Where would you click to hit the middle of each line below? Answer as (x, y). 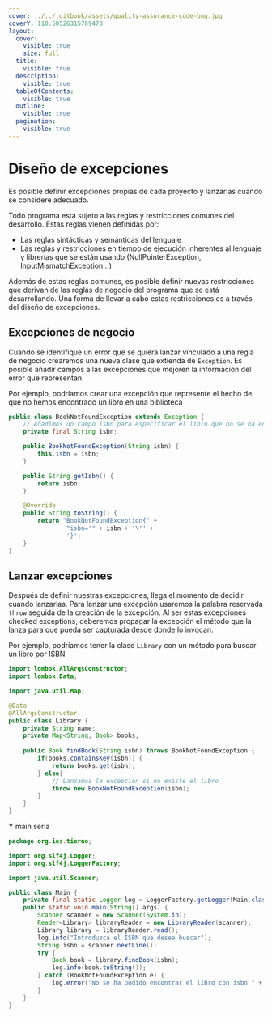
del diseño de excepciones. (54, 307)
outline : (30, 106)
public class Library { (49, 721)
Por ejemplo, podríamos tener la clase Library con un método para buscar (132, 646)
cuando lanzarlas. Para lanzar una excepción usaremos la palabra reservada (136, 604)
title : (27, 61)
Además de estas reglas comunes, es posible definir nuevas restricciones (132, 281)
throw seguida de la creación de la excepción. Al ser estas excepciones (127, 612)
